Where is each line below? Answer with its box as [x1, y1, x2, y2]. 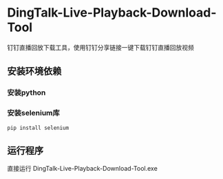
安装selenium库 [7, 109, 60, 118]
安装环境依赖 [7, 66, 62, 77]
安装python [7, 88, 46, 97]
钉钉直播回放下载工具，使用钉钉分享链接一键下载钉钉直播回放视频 [7, 43, 194, 51]
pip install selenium [7, 124, 70, 131]
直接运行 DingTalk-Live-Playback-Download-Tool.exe [7, 164, 158, 173]
